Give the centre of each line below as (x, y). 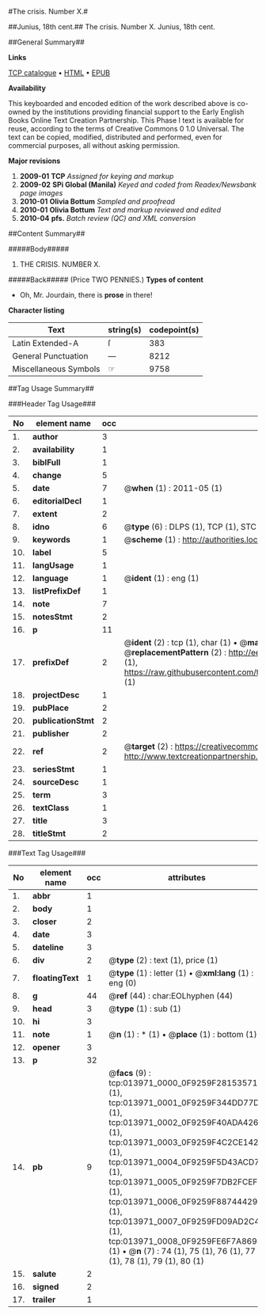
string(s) (125, 330)
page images (41, 193)
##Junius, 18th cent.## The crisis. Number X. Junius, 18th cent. (112, 27)
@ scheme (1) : (152, 540)
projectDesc (56, 695)
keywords (52, 540)
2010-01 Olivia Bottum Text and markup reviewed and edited (120, 210)
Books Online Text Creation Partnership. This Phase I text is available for (126, 120)
